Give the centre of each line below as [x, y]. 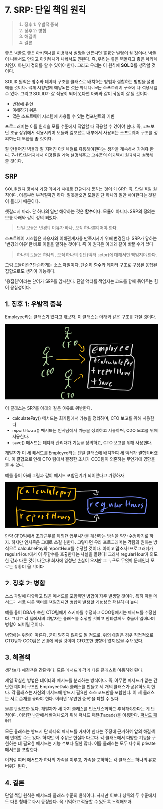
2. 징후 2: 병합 [25, 583]
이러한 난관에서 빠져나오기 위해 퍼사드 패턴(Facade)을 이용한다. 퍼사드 [86, 715]
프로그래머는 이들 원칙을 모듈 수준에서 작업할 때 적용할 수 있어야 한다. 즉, [73, 126]
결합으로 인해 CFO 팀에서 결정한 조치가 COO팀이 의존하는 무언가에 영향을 [86, 459]
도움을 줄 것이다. [37, 138]
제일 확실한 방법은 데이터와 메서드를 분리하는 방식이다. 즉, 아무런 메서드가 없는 [79, 680]
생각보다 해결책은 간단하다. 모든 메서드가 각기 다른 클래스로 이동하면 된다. [74, 670]
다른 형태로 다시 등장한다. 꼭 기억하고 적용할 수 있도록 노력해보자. [71, 802]
